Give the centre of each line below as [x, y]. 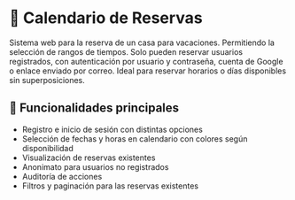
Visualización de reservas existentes [89, 158]
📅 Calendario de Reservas [106, 18]
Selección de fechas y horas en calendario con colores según [135, 138]
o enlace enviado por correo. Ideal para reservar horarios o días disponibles [147, 71]
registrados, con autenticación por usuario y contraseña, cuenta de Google [146, 61]
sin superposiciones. [47, 80]
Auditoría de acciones [62, 176]
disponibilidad [47, 148]
